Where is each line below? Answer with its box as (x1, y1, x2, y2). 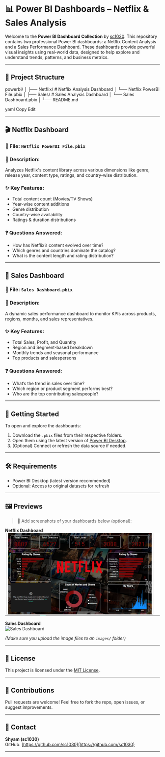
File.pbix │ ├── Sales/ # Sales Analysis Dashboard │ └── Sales (5, 91, 135, 97)
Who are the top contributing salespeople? (12, 391, 99, 397)
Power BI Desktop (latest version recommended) (12, 477, 111, 483)
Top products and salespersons (12, 355, 77, 361)
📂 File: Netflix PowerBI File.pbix (5, 143, 86, 150)
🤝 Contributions (5, 686, 55, 695)
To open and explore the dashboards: (5, 422, 81, 428)
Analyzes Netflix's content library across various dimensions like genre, (5, 167, 150, 173)
